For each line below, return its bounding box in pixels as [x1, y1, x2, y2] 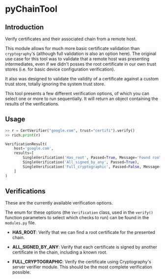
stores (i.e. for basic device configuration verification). [5, 66, 115, 72]
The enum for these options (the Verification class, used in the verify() [5, 209, 154, 215]
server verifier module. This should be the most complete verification [12, 264, 152, 270]
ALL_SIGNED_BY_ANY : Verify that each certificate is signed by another [12, 244, 157, 250]
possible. [12, 269, 31, 275]
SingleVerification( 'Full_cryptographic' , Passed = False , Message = [23, 164, 162, 169]
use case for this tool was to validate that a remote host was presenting [5, 56, 150, 62]
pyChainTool [5, 3, 57, 15]
